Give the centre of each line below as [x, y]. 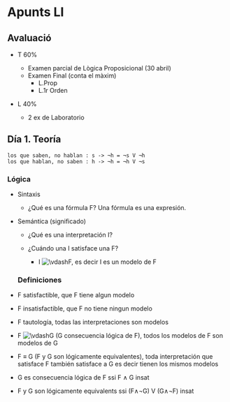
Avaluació [29, 38]
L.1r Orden [53, 90]
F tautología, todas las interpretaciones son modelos [93, 322]
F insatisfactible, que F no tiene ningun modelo [85, 308]
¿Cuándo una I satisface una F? [73, 248]
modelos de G [37, 343]
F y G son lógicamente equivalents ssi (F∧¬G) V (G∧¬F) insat [106, 391]
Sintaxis [29, 194]
